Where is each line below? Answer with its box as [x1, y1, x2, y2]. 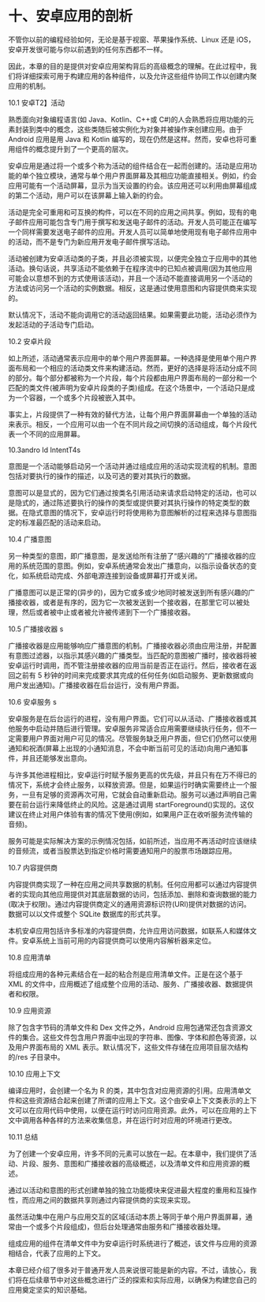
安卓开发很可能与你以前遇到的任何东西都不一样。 [8, 44, 167, 54]
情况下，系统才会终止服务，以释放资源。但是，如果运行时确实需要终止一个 [8, 780, 250, 789]
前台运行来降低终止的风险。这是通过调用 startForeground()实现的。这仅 [21, 799, 255, 809]
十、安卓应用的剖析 [8, 7, 133, 25]
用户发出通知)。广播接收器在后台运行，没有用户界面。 [8, 680, 184, 690]
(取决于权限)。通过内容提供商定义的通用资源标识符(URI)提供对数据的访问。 [8, 899, 251, 908]
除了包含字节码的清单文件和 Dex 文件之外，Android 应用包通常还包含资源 [8, 1023, 246, 1032]
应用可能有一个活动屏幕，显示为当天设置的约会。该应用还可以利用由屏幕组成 [8, 181, 257, 190]
